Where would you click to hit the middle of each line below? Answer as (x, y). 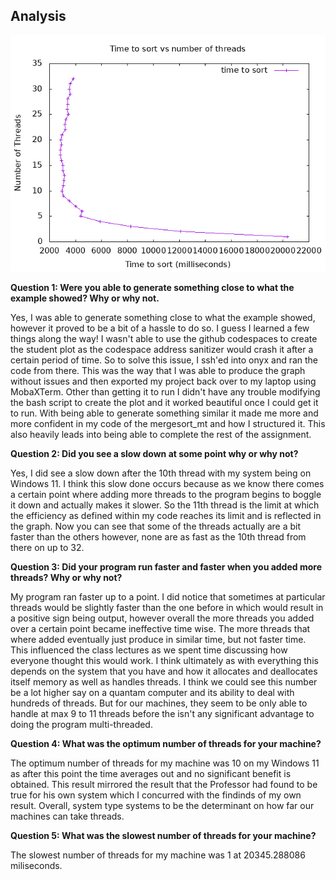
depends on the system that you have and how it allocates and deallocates (164, 671)
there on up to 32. (47, 547)
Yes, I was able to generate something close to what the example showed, (163, 317)
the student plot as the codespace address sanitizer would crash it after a (162, 349)
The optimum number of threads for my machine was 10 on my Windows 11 (165, 763)
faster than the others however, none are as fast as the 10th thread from (158, 536)
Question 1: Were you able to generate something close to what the (152, 287)
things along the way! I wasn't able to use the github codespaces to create (164, 338)
